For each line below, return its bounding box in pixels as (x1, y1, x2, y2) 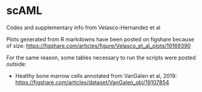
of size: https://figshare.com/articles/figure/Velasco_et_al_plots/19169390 (6, 42, 191, 49)
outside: (6, 60, 27, 68)
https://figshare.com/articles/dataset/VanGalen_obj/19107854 (15, 79, 169, 86)
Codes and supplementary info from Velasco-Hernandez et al (6, 24, 161, 31)
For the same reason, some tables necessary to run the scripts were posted (6, 54, 196, 61)
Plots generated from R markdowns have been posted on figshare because (6, 35, 195, 43)
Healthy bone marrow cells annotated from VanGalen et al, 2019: (15, 72, 178, 79)
